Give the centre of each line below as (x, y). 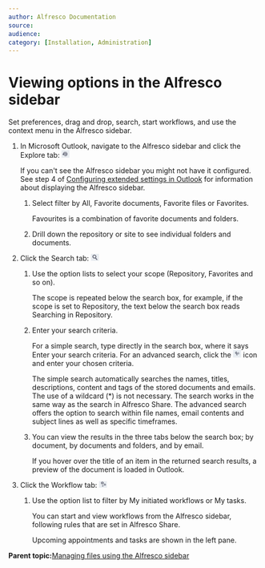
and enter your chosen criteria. (83, 364)
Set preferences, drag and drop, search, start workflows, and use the (122, 122)
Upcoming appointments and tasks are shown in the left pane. (134, 540)
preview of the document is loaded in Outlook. (108, 469)
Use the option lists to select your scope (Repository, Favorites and (143, 274)
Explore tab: (40, 155)
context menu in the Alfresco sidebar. (70, 131)
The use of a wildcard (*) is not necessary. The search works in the (143, 396)
